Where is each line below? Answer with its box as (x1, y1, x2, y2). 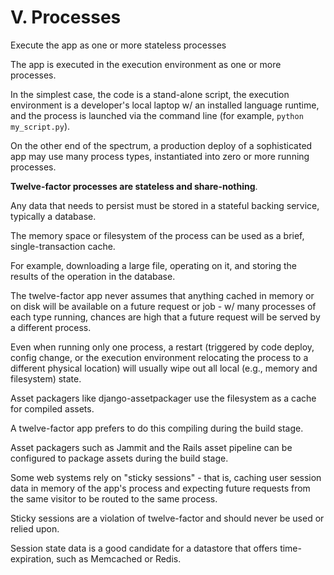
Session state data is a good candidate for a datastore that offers (10, 542, 278, 554)
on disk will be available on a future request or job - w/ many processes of (10, 300, 317, 312)
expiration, (10, 552, 55, 565)
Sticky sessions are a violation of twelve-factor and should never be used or (10, 512, 325, 524)
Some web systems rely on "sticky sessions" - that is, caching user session (10, 471, 322, 483)
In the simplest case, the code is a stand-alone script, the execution (10, 88, 290, 100)
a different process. (10, 321, 92, 333)
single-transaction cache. (10, 240, 116, 252)
